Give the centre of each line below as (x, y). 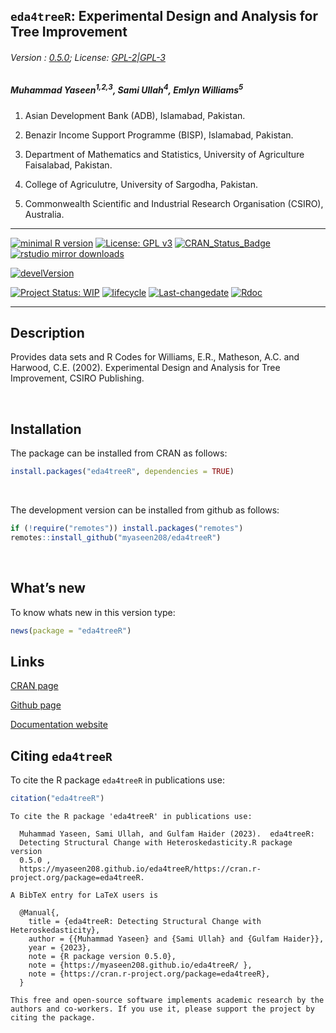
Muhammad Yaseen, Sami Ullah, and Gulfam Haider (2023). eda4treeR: (167, 834)
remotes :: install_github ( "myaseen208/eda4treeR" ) (116, 538)
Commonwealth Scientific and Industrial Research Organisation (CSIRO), (174, 203)
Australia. (44, 214)
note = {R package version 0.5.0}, (102, 957)
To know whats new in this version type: (93, 612)
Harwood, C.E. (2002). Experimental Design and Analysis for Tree (145, 368)
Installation (46, 429)
